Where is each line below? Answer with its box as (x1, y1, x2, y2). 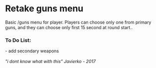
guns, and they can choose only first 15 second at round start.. (5, 24, 133, 30)
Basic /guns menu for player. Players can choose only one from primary (5, 19, 152, 25)
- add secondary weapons (5, 48, 59, 54)
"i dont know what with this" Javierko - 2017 (5, 59, 96, 65)
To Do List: (5, 36, 31, 43)
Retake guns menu (5, 3, 84, 14)
